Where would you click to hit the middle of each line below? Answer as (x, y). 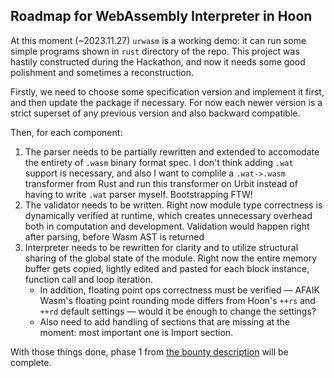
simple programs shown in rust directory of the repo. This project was (155, 51)
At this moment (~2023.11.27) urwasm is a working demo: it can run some (158, 40)
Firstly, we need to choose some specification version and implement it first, (167, 91)
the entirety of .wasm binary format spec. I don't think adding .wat (159, 162)
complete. (31, 362)
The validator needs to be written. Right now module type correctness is (173, 205)
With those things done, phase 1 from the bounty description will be (149, 351)
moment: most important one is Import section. (136, 332)
